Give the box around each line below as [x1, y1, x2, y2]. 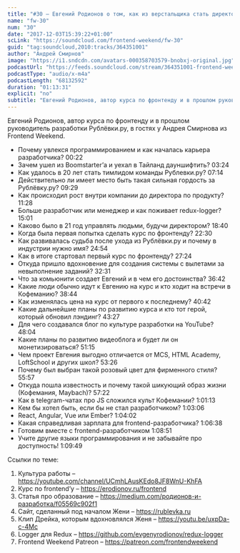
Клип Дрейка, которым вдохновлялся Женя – [17, 515, 157, 523]
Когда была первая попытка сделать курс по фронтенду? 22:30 [17, 229, 213, 237]
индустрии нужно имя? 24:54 [17, 244, 109, 252]
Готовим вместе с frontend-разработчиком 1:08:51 [17, 427, 173, 434]
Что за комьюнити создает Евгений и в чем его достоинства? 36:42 [17, 274, 226, 283]
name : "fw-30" [7, 17, 50, 24]
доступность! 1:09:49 [17, 442, 83, 450]
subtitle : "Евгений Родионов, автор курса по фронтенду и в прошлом [7, 97, 216, 104]
